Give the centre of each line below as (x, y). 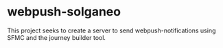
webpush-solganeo (64, 12)
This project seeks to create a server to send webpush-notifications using (111, 30)
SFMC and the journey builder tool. (57, 37)
